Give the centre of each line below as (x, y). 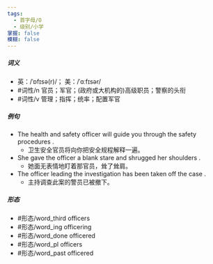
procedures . (35, 142)
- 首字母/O (27, 20)
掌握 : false (23, 33)
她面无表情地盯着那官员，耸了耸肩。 (80, 166)
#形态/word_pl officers (50, 244)
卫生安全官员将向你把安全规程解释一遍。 (86, 150)
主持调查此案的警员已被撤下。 (70, 183)
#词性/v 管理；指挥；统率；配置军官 (69, 99)
